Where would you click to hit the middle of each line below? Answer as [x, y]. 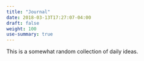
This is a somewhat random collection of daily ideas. [72, 51]
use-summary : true [30, 34]
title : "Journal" [28, 12]
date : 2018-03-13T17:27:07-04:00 [49, 18]
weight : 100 [21, 29]
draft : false [23, 23]
